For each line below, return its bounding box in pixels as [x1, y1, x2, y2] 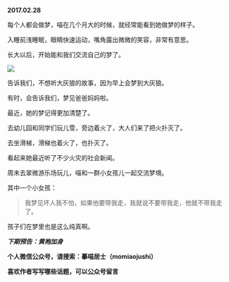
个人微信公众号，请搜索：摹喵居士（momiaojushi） [7, 252, 157, 260]
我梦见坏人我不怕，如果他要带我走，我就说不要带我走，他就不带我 [24, 199, 216, 207]
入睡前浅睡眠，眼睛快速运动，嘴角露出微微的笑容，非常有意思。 [7, 35, 192, 44]
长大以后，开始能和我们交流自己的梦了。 [7, 51, 125, 59]
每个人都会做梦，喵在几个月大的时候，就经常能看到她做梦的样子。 [7, 20, 199, 29]
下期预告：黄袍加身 [7, 238, 63, 245]
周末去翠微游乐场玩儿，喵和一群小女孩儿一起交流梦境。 [7, 168, 168, 177]
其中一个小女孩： [7, 183, 57, 192]
